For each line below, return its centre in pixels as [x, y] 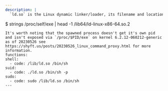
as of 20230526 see [25, 42]
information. [19, 50]
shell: [12, 59]
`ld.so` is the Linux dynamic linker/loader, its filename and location [87, 14]
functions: [16, 55]
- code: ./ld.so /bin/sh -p [39, 72]
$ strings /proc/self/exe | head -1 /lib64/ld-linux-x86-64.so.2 [68, 24]
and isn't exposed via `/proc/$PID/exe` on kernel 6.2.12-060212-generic [84, 37]
